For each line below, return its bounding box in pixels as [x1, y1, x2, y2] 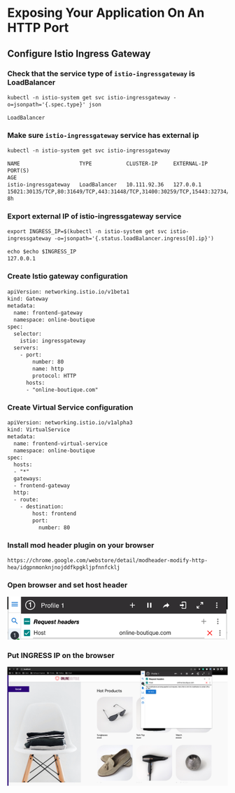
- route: [13, 496, 39, 503]
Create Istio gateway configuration [7, 272, 128, 281]
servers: [13, 344, 39, 351]
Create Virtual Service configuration [7, 402, 134, 412]
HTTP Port [7, 20, 69, 36]
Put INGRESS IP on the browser [7, 650, 115, 660]
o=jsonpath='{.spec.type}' [7, 101, 86, 108]
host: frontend [32, 510, 77, 517]
